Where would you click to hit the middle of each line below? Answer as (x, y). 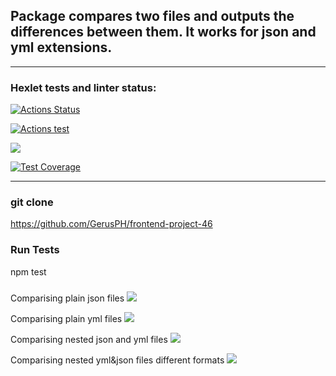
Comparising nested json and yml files (89, 339)
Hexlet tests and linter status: (83, 87)
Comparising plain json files (67, 298)
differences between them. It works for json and (163, 32)
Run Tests (35, 250)
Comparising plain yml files (66, 318)
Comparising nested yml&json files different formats (117, 360)
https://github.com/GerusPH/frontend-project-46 (111, 224)
